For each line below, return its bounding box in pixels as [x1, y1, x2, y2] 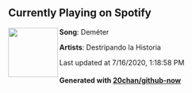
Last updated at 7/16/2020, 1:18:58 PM [59, 58, 185, 67]
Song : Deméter [59, 27, 109, 36]
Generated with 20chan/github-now [59, 76, 182, 85]
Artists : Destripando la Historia [59, 43, 161, 52]
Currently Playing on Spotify [8, 6, 152, 20]
